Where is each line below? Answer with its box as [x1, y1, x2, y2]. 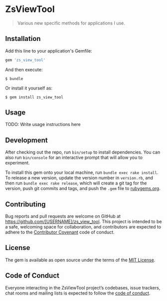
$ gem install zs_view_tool [5, 94, 64, 99]
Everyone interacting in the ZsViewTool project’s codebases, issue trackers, [5, 284, 161, 290]
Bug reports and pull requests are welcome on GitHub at [5, 213, 121, 219]
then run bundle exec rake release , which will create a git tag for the [5, 180, 147, 186]
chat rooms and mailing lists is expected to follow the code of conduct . [5, 290, 151, 296]
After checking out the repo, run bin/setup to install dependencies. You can [5, 149, 161, 155]
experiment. [5, 160, 30, 166]
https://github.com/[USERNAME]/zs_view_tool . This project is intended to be [5, 218, 162, 224]
